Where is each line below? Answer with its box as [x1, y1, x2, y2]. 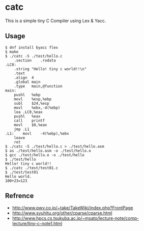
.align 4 [14, 75, 34, 80]
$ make [5, 49, 19, 54]
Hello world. [5, 174, 32, 179]
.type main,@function [14, 84, 63, 88]
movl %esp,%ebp [14, 96, 52, 102]
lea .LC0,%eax [14, 110, 43, 115]
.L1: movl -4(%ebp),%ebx [5, 131, 69, 136]
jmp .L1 [14, 127, 29, 132]
